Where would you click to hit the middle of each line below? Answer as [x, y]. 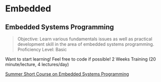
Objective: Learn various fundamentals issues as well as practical [85, 39]
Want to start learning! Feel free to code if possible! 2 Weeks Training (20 [80, 59]
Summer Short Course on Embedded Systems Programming [67, 74]
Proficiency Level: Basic [42, 49]
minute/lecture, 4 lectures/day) [37, 64]
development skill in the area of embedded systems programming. [86, 44]
